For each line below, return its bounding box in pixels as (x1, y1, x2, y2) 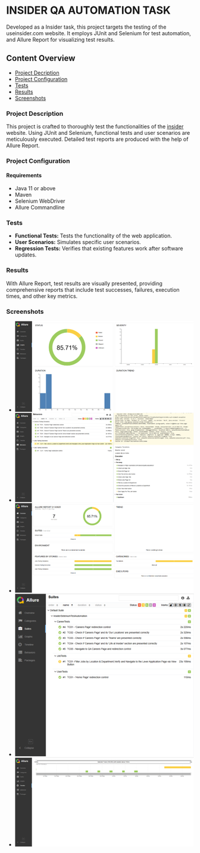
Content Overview (6, 53, 76, 63)
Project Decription (14, 69, 60, 76)
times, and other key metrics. (6, 292, 78, 299)
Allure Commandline (14, 204, 65, 211)
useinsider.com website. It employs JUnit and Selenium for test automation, (6, 29, 192, 36)
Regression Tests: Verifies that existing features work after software (14, 245, 183, 252)
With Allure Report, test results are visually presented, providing (6, 280, 162, 287)
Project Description (6, 109, 64, 118)
